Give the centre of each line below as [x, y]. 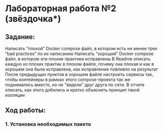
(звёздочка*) [33, 19]
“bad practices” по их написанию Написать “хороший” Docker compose [79, 54]
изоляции [15, 95]
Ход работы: [25, 110]
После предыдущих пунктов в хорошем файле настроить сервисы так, [79, 74]
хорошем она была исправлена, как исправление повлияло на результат [81, 69]
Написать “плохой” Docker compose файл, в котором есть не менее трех [81, 48]
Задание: [20, 37]
